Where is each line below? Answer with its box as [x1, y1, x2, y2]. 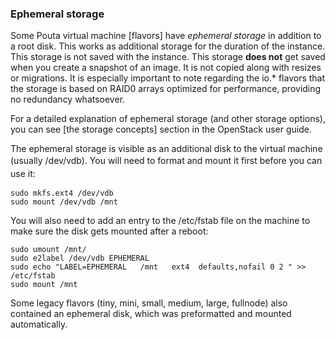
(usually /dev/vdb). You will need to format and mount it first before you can [10, 155, 323, 167]
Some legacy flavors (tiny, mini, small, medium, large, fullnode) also [10, 297, 288, 309]
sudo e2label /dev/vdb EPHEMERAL [10, 253, 150, 264]
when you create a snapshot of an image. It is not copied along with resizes [10, 62, 322, 74]
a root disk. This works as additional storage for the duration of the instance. [10, 40, 326, 52]
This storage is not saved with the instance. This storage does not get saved [10, 51, 326, 63]
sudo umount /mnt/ [10, 245, 87, 255]
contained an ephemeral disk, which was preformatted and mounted [10, 308, 292, 320]
